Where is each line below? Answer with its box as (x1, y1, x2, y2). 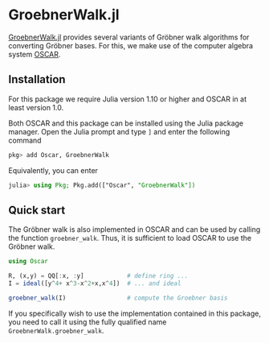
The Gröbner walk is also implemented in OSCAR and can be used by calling (8, 225, 261, 234)
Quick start (8, 203, 66, 217)
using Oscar (8, 258, 48, 266)
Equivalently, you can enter (8, 165, 99, 175)
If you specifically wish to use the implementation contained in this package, (8, 308, 261, 318)
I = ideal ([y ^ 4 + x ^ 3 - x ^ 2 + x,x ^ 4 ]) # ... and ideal (8, 279, 181, 287)
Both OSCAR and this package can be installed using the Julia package (8, 118, 244, 128)
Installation (8, 72, 66, 86)
